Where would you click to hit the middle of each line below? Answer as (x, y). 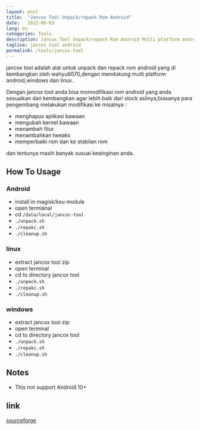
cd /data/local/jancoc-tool (49, 214)
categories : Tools (29, 34)
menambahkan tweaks (43, 135)
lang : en (17, 28)
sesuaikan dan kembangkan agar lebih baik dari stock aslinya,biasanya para (99, 98)
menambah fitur (35, 128)
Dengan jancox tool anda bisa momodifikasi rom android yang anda (89, 92)
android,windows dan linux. (40, 80)
